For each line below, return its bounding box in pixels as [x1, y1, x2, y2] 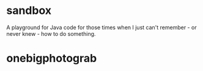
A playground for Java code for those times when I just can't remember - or [6, 24, 197, 31]
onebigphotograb [6, 52, 97, 66]
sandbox [6, 4, 52, 18]
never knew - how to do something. [6, 30, 96, 37]
